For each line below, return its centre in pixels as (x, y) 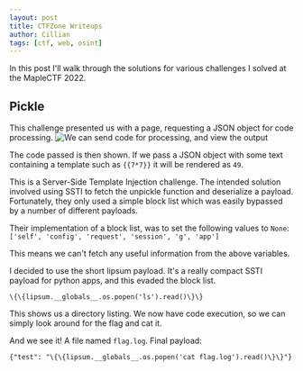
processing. (32, 138)
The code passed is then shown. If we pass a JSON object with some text (147, 155)
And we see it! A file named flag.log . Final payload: (106, 341)
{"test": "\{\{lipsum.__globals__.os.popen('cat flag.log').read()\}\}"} (151, 357)
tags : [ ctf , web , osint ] (56, 43)
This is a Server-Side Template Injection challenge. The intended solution (145, 182)
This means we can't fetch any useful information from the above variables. (150, 254)
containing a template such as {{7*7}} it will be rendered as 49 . (126, 165)
